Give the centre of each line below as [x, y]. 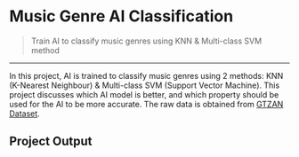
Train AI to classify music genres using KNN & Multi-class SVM [146, 41]
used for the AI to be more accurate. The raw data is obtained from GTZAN [146, 104]
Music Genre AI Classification [121, 16]
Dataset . [24, 114]
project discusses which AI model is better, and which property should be [144, 94]
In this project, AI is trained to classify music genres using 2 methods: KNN [146, 75]
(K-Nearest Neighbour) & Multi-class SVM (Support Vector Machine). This [145, 85]
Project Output [51, 141]
